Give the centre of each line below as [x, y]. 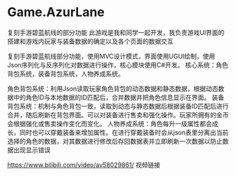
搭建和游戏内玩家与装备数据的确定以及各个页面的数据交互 [90, 41]
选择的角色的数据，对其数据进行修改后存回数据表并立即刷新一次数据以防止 [115, 141]
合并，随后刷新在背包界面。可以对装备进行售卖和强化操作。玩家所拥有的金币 [118, 115]
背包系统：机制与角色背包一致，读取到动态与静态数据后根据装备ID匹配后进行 [118, 106]
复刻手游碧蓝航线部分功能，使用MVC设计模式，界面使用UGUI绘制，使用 [111, 56]
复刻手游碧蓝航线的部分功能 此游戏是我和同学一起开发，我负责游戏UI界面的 [116, 32]
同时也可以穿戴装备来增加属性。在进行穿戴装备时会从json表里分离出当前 [124, 132]
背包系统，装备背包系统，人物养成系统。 [66, 74]
